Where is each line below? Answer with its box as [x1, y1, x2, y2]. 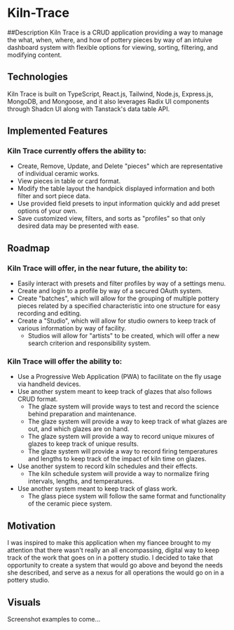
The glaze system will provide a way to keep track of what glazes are [27, 417, 228, 426]
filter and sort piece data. [17, 192, 91, 200]
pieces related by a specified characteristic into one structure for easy [17, 302, 221, 310]
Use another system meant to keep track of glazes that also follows [17, 387, 212, 396]
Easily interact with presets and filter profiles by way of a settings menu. [17, 279, 226, 288]
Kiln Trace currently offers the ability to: [7, 146, 146, 156]
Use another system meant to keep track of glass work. [17, 484, 178, 493]
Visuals [7, 596, 41, 608]
